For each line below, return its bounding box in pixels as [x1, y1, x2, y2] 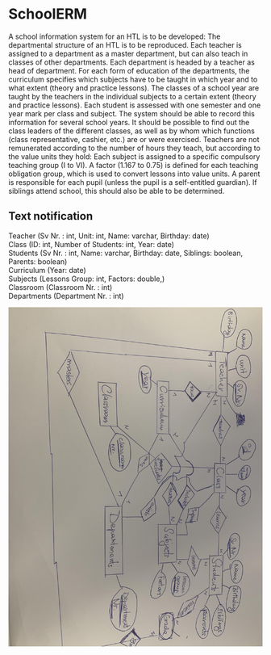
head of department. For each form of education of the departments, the [8, 65, 250, 75]
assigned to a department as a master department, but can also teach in [8, 48, 248, 58]
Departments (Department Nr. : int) [8, 291, 124, 300]
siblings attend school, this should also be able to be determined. [8, 186, 225, 195]
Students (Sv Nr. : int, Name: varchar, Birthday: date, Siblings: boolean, [8, 248, 244, 258]
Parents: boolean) [8, 256, 68, 267]
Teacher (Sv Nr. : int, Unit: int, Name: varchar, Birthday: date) [8, 231, 210, 241]
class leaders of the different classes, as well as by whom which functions [8, 126, 256, 136]
